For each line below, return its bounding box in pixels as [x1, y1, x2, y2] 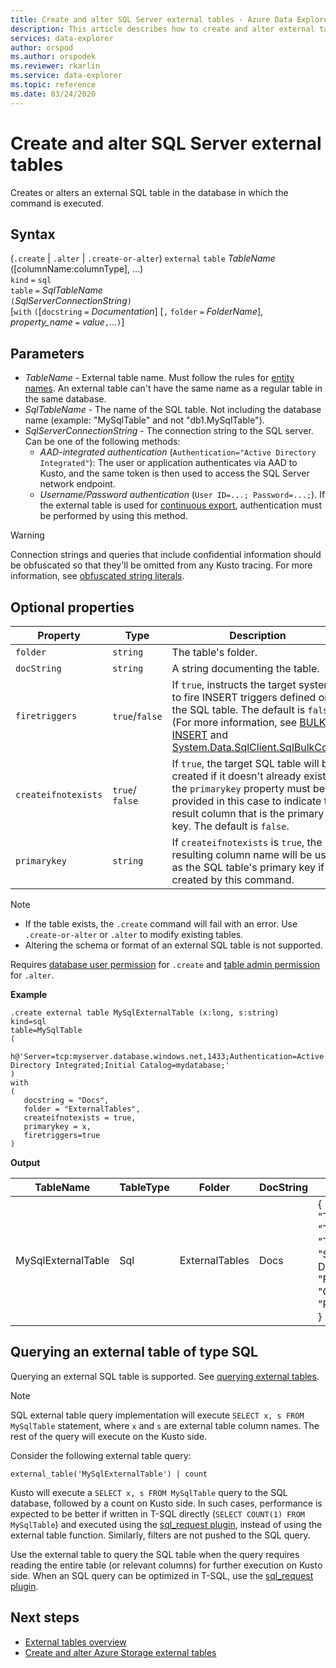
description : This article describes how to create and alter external [10, 24, 315, 34]
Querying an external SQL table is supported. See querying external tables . [10, 1370, 320, 1382]
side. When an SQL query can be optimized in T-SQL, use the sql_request [10, 1569, 314, 1581]
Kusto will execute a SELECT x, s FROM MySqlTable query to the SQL [10, 1486, 288, 1498]
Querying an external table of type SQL [10, 1344, 258, 1361]
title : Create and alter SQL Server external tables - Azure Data [10, 14, 293, 25]
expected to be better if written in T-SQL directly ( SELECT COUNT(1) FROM [10, 1507, 305, 1520]
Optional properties [10, 599, 135, 616]
